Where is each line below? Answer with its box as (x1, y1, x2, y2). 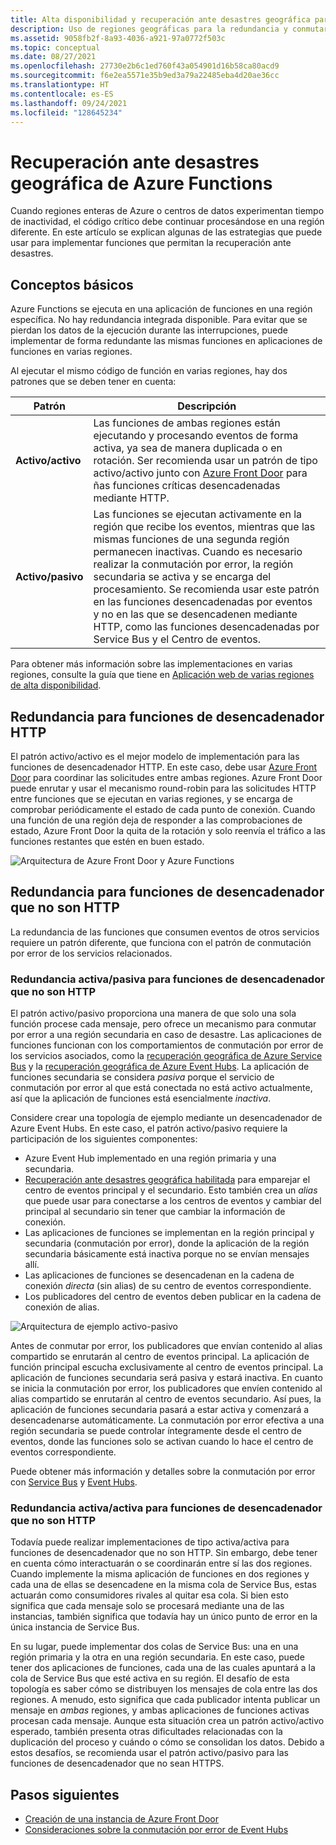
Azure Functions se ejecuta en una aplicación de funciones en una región (10, 303, 313, 315)
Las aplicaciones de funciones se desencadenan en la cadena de (24, 1269, 295, 1281)
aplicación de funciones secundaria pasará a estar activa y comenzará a (10, 1404, 310, 1416)
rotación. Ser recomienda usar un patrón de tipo (93, 454, 318, 468)
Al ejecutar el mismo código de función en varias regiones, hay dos (10, 365, 288, 377)
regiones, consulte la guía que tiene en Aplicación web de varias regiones (10, 669, 315, 681)
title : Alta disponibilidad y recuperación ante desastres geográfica (10, 14, 311, 25)
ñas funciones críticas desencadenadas (93, 479, 281, 493)
